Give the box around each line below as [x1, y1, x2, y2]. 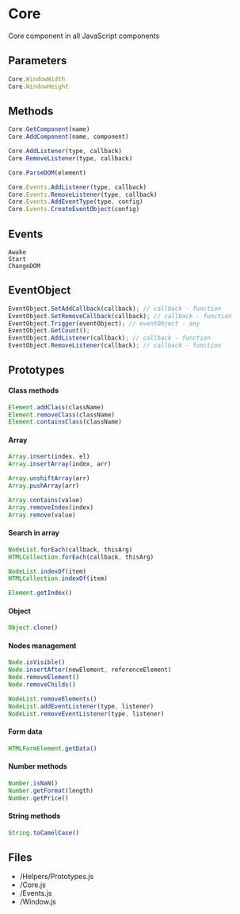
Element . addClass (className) [8, 403, 105, 411]
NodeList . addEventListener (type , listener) [8, 702, 154, 710]
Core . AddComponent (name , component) [8, 132, 129, 141]
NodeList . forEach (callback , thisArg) [8, 545, 133, 554]
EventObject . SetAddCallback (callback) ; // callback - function [8, 305, 222, 313]
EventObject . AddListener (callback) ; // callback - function [8, 334, 211, 342]
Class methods [8, 386, 59, 395]
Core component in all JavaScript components [8, 31, 160, 40]
